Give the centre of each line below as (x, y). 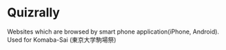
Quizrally (34, 13)
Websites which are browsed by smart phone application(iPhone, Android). (113, 32)
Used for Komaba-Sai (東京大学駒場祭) (62, 40)
